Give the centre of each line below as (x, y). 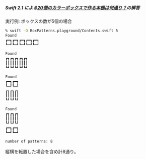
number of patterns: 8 (29, 141)
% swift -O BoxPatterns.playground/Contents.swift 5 (62, 31)
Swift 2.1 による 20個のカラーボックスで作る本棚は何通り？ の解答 (72, 8)
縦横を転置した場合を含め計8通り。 (42, 152)
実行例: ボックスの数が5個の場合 (39, 21)
